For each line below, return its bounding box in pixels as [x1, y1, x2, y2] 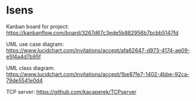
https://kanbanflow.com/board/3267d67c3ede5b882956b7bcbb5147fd [6, 29, 179, 36]
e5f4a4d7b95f [6, 53, 41, 60]
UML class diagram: [6, 64, 55, 71]
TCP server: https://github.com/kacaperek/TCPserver [6, 88, 137, 95]
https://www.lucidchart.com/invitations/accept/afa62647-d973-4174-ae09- [6, 46, 190, 53]
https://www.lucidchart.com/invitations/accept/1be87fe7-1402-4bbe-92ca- [6, 70, 190, 78]
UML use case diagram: [6, 41, 64, 48]
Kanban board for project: [6, 23, 69, 30]
